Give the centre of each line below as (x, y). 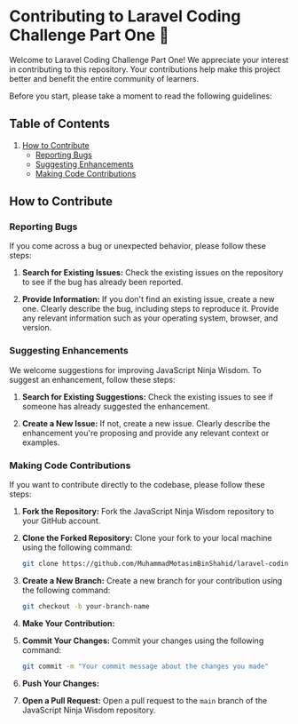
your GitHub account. (61, 521)
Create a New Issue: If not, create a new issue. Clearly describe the (146, 423)
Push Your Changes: (61, 683)
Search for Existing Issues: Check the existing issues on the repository (153, 273)
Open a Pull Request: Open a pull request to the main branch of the (145, 700)
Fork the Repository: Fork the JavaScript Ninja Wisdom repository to (148, 512)
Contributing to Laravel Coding (125, 16)
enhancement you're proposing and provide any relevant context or (145, 433)
